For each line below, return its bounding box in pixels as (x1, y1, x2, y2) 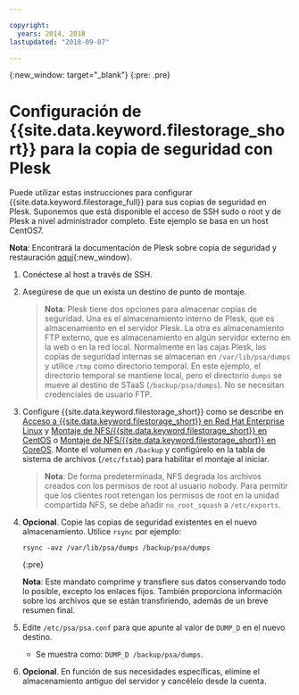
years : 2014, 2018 (17, 29, 87, 38)
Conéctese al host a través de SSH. (21, 269, 154, 280)
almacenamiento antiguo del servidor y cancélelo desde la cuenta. (21, 675, 267, 687)
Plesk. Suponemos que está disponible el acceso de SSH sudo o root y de (9, 206, 282, 217)
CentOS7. (9, 225, 45, 236)
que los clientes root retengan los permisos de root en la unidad (44, 490, 279, 501)
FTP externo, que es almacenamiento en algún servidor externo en (44, 332, 291, 343)
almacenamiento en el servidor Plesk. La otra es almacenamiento (44, 323, 284, 334)
